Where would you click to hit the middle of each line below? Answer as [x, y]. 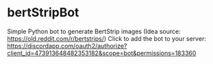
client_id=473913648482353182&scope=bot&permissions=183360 [102, 53]
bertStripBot [43, 13]
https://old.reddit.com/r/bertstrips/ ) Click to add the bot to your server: [107, 38]
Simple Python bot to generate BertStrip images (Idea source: [94, 31]
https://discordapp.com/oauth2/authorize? [67, 46]
